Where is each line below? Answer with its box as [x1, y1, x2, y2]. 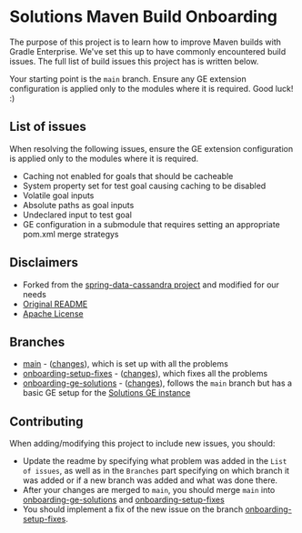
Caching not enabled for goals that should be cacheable [22, 170, 234, 181]
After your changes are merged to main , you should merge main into [22, 485, 276, 496]
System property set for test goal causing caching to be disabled [22, 180, 267, 191]
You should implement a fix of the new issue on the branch [22, 504, 244, 515]
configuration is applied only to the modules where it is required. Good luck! [9, 83, 294, 94]
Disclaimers [9, 255, 79, 270]
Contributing [9, 414, 84, 429]
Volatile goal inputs [22, 189, 95, 201]
